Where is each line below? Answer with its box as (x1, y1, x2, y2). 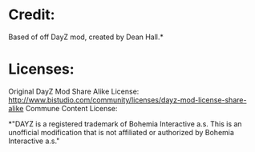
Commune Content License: (25, 103, 118, 113)
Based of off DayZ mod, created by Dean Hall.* (8, 32, 164, 42)
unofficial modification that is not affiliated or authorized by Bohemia (8, 127, 235, 137)
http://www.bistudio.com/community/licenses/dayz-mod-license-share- (8, 94, 247, 105)
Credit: (8, 6, 55, 24)
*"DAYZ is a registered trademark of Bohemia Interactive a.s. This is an (8, 118, 242, 129)
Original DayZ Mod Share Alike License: (8, 86, 140, 96)
